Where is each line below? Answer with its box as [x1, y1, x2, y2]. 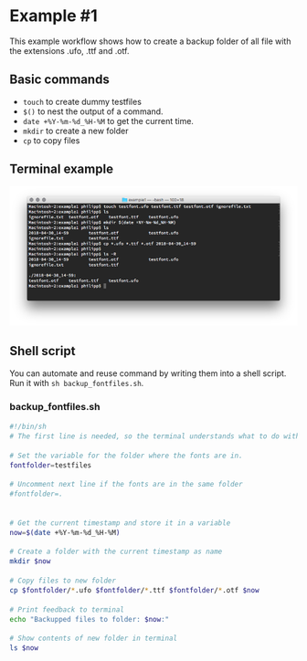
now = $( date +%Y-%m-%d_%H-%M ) [9, 528, 121, 537]
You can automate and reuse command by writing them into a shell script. [9, 367, 287, 379]
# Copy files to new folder [9, 576, 117, 585]
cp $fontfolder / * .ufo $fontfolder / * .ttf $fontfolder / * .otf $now [9, 585, 259, 594]
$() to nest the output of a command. [22, 106, 164, 117]
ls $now [9, 644, 39, 653]
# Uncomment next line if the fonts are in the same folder [9, 480, 244, 489]
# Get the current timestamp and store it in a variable [9, 518, 231, 528]
